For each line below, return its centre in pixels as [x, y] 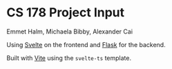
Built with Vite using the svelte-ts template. [69, 58]
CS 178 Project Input [66, 13]
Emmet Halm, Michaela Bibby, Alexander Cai [69, 31]
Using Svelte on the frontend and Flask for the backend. [86, 44]
